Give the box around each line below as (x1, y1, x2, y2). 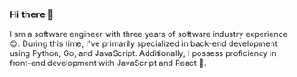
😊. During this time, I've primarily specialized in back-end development (9, 38, 278, 49)
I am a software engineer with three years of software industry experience (9, 29, 289, 40)
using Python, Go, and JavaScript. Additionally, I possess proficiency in (9, 48, 277, 59)
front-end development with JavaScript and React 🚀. (9, 58, 207, 69)
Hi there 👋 (9, 8, 55, 21)
